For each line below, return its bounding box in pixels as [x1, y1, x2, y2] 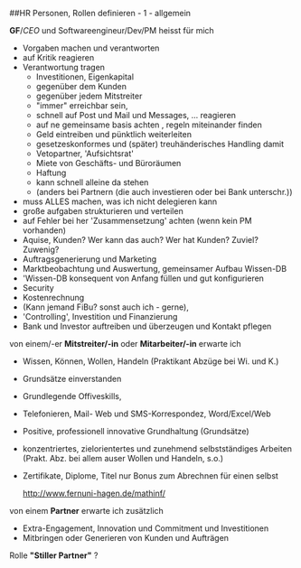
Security [22, 283, 54, 293]
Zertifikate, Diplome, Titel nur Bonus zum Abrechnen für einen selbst [22, 470, 278, 481]
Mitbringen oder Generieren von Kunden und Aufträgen [22, 533, 229, 543]
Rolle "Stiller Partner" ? [9, 550, 99, 561]
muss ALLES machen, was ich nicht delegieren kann [22, 196, 218, 207]
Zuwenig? [22, 244, 60, 255]
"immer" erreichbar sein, [35, 100, 128, 111]
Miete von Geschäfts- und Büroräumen [35, 158, 182, 168]
